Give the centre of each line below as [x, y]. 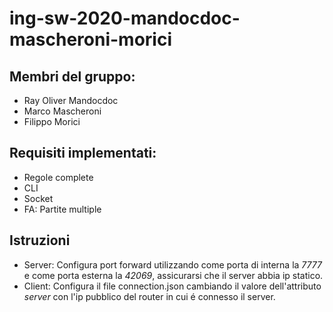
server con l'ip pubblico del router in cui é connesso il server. [149, 296]
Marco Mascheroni [62, 111]
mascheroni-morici [90, 39]
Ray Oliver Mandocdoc [71, 100]
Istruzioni [40, 240]
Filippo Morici [52, 121]
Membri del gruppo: [72, 76]
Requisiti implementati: [83, 153]
